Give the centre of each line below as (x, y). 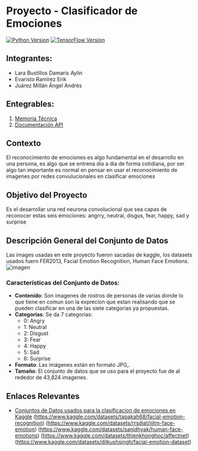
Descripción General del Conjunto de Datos (87, 240)
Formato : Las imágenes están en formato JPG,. (72, 365)
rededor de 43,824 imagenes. (51, 378)
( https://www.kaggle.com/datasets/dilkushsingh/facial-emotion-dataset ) (103, 442)
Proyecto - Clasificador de (72, 11)
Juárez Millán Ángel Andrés (48, 85)
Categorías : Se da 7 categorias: (53, 315)
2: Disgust (36, 334)
